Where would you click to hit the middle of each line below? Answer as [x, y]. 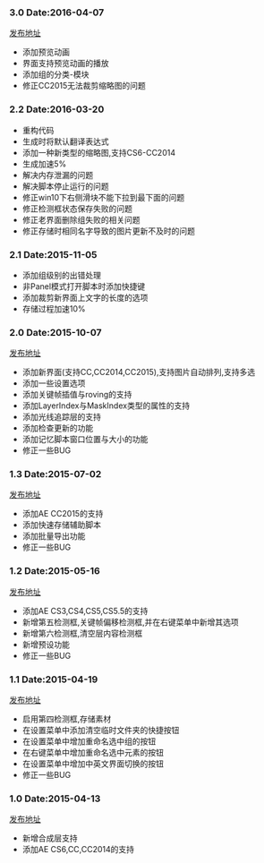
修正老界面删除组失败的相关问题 [81, 219]
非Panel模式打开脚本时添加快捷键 [84, 286]
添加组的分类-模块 [55, 74]
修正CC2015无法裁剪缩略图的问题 [84, 86]
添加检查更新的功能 [58, 428]
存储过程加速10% [54, 308]
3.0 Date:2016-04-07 [57, 13]
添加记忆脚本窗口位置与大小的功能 [85, 440]
